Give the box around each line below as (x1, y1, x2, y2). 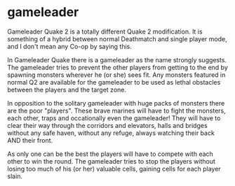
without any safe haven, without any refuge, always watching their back (7, 129, 215, 137)
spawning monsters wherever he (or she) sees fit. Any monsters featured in (7, 71, 226, 79)
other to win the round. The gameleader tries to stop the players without (7, 157, 215, 165)
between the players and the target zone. (7, 85, 126, 94)
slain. (7, 172, 23, 180)
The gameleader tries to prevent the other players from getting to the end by (7, 63, 228, 71)
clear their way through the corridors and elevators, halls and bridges (7, 121, 208, 129)
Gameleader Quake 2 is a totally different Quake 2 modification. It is (7, 27, 203, 36)
